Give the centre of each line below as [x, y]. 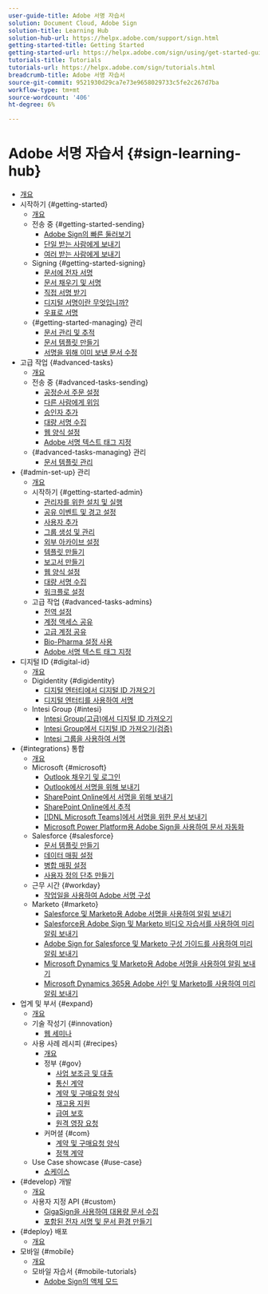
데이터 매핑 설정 [68, 856]
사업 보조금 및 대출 [85, 1074]
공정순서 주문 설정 [71, 393]
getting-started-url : [44, 53]
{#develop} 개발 [45, 1181]
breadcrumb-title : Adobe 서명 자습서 [67, 75]
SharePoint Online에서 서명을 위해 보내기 [108, 797]
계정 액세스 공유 [68, 622]
